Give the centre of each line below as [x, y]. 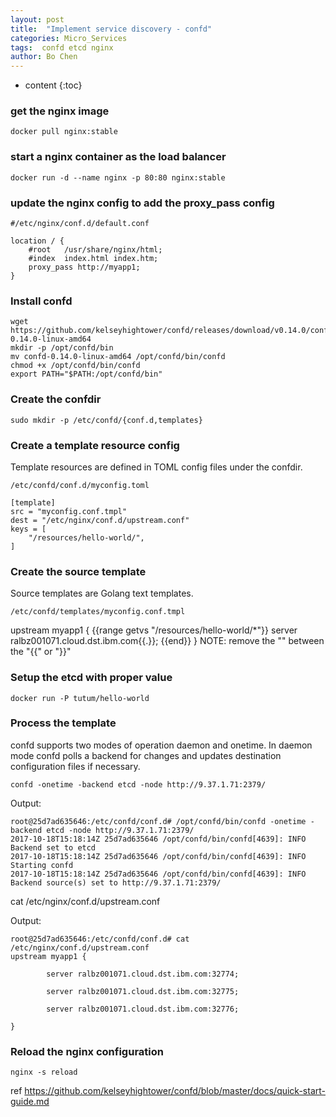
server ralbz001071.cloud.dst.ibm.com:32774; [143, 974]
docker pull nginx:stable [64, 132]
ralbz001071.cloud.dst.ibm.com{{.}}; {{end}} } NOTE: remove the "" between [167, 641]
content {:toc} [53, 85]
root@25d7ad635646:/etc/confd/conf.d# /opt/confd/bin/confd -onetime [158, 821]
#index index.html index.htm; [93, 259]
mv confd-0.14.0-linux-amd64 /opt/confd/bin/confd [118, 357]
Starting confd [42, 865]
